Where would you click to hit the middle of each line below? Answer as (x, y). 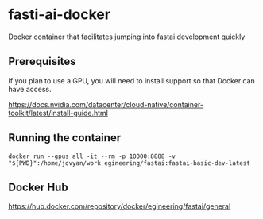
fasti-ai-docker (60, 15)
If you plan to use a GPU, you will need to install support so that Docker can (132, 80)
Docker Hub (39, 187)
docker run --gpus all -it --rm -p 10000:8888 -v (92, 156)
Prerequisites (42, 61)
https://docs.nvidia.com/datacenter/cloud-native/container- (106, 104)
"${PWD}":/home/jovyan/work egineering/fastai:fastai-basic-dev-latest (129, 163)
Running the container (65, 138)
